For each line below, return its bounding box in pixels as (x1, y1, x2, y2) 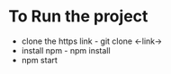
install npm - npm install (21, 45, 111, 55)
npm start (21, 54, 58, 65)
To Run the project (8, 6, 148, 27)
